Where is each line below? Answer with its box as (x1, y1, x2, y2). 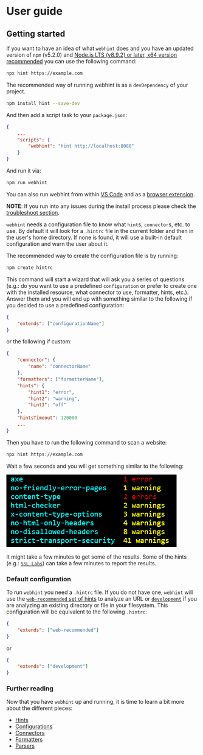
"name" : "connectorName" (28, 363, 91, 370)
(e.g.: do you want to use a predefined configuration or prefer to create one (6, 282, 198, 289)
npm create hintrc (6, 264, 53, 271)
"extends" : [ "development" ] (17, 664, 88, 670)
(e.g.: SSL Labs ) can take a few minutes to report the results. (6, 559, 157, 567)
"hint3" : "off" (28, 402, 67, 408)
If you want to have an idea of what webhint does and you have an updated (6, 45, 194, 52)
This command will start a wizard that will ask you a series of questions (6, 276, 185, 283)
